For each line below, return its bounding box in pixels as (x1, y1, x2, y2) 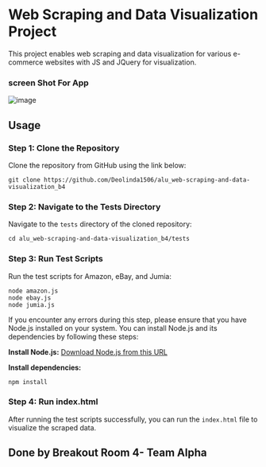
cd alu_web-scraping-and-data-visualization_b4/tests (8, 235, 191, 243)
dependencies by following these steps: (8, 332, 139, 341)
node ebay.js (8, 293, 52, 302)
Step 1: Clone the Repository (8, 142, 120, 153)
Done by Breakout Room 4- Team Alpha (8, 446, 207, 460)
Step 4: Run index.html (8, 396, 98, 407)
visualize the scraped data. (8, 422, 97, 432)
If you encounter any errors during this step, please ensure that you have (8, 315, 248, 324)
